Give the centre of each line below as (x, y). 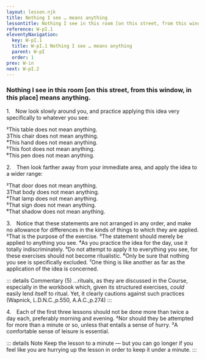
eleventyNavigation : (33, 35)
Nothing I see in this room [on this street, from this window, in (99, 90)
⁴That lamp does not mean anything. (52, 198)
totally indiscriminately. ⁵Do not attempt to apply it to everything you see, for (102, 249)
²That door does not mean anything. (52, 185)
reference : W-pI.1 (30, 29)
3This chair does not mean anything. (52, 136)
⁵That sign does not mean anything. (51, 205)
